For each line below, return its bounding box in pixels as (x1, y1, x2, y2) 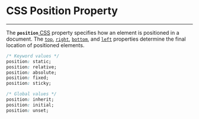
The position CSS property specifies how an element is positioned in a (6, 29, 179, 36)
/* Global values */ (6, 91, 57, 97)
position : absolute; (6, 70, 57, 75)
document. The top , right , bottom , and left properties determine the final (6, 35, 186, 42)
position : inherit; (6, 97, 54, 103)
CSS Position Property (6, 4, 118, 18)
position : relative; (6, 64, 57, 70)
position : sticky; (6, 81, 52, 87)
